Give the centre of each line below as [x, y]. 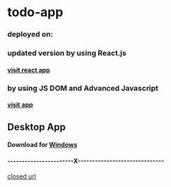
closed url [22, 176]
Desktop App [37, 127]
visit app [20, 105]
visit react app [29, 70]
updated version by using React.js [67, 53]
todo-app [35, 12]
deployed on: [30, 34]
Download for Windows [42, 145]
